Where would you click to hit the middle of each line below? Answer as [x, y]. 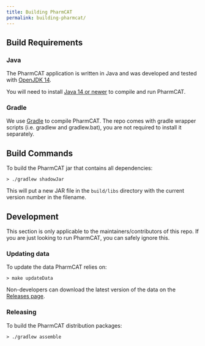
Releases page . [26, 296]
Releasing [21, 312]
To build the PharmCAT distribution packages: [64, 325]
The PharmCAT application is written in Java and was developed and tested [102, 74]
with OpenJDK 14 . [29, 80]
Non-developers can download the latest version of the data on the [91, 290]
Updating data [28, 254]
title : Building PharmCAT [39, 12]
